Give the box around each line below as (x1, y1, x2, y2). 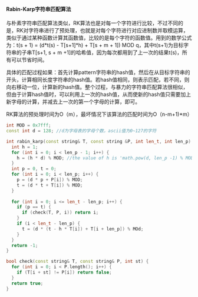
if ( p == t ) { (16, 204, 51, 210)
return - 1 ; (11, 242, 38, 248)
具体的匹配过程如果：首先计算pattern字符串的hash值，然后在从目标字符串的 (6, 69, 190, 76)
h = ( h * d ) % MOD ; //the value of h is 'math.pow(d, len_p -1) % (16, 155, 183, 161)
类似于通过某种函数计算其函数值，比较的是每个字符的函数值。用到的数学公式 (6, 34, 192, 41)
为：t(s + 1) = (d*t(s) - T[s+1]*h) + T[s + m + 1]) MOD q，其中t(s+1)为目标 (6, 42, 184, 49)
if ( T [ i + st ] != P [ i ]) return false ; (16, 269, 112, 276)
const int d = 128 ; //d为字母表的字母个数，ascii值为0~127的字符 (6, 128, 157, 134)
